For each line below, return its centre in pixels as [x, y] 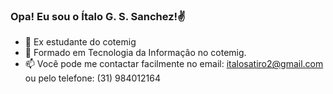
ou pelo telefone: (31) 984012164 [92, 78]
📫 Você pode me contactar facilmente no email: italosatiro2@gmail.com [174, 64]
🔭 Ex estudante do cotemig [80, 42]
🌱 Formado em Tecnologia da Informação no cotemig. [135, 53]
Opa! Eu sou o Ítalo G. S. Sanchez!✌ [98, 16]
